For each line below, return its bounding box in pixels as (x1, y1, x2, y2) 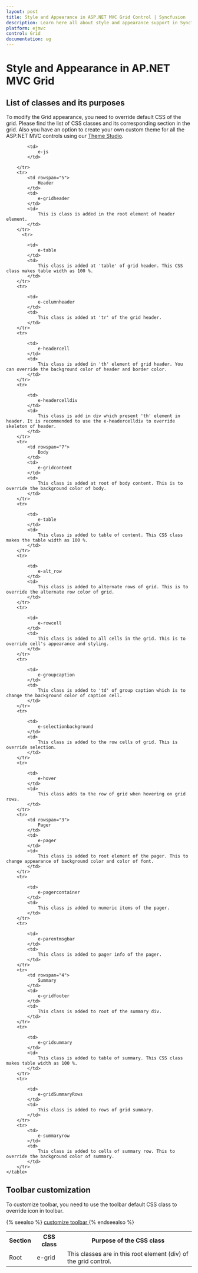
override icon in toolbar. (6, 1207, 64, 1214)
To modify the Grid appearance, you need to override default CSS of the (6, 114, 181, 120)
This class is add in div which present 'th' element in (37, 413, 181, 419)
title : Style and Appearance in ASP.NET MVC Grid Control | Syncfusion (6, 14, 186, 20)
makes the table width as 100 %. (6, 537, 88, 543)
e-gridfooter (37, 993, 70, 999)
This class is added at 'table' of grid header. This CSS (37, 263, 183, 269)
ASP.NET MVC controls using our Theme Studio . (6, 133, 124, 139)
